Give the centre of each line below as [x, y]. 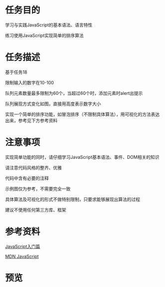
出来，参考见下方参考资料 [31, 120]
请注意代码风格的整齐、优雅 [34, 167]
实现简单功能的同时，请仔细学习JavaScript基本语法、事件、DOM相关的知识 [82, 157]
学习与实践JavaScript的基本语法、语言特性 [49, 25]
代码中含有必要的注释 [27, 178]
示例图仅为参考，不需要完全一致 [38, 189]
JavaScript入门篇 [23, 246]
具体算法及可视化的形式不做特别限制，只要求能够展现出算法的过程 [73, 199]
